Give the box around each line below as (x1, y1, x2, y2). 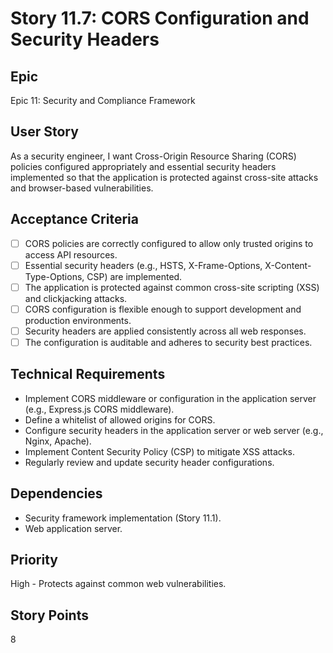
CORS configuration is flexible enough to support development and (24, 303, 302, 315)
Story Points (10, 607, 89, 624)
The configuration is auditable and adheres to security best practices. (24, 336, 313, 348)
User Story (10, 123, 79, 141)
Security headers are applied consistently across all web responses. (24, 325, 307, 337)
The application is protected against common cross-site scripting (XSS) (24, 281, 320, 293)
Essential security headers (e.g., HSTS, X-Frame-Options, (24, 259, 263, 271)
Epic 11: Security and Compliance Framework (10, 95, 196, 106)
